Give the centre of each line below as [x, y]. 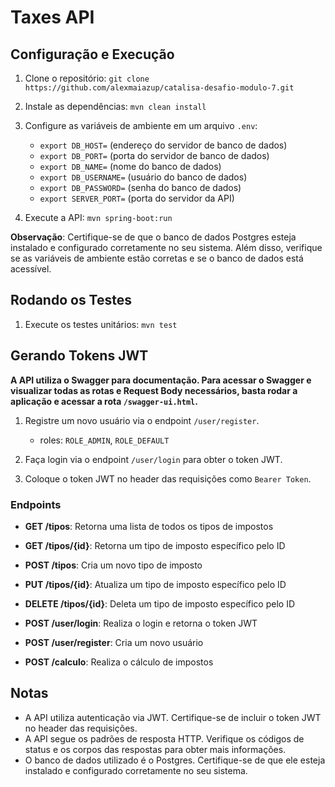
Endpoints [36, 504]
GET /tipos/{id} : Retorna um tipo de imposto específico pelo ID [155, 545]
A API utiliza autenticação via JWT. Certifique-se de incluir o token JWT [173, 717]
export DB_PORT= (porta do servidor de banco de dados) [154, 155]
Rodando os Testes [71, 300]
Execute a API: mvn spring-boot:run [98, 217]
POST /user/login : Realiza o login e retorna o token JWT [141, 623]
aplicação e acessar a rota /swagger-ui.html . [104, 401]
